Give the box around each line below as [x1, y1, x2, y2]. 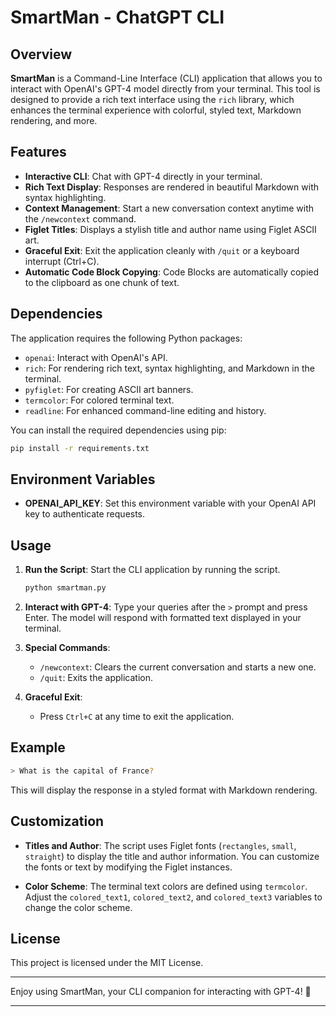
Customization [10, 813, 105, 830]
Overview [10, 46, 73, 63]
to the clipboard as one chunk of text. [24, 276, 180, 288]
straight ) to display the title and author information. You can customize [24, 850, 320, 862]
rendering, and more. [10, 115, 98, 126]
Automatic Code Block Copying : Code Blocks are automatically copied [24, 266, 319, 278]
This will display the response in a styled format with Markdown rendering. [10, 784, 318, 796]
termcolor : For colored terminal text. [24, 394, 175, 406]
